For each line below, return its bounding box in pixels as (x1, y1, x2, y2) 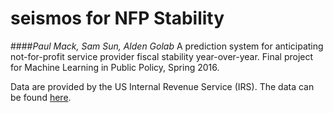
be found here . (10, 91, 72, 103)
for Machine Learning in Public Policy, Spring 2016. (10, 61, 220, 73)
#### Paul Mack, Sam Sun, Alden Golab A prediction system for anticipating (10, 40, 324, 52)
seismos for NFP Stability (10, 7, 225, 30)
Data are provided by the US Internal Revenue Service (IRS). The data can (10, 80, 315, 92)
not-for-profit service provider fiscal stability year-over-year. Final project (10, 50, 314, 62)
